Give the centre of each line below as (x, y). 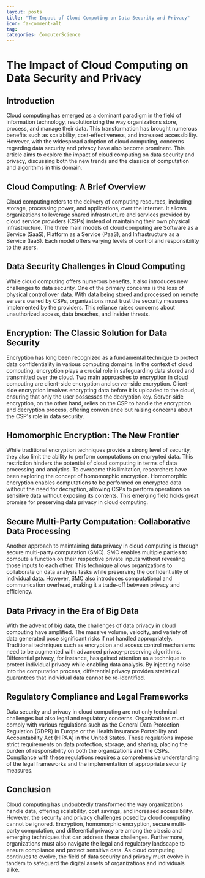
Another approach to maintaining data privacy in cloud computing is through (102, 546)
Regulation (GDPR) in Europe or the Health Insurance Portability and (92, 731)
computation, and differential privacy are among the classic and (102, 830)
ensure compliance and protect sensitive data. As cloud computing (91, 850)
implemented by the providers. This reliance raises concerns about (91, 307)
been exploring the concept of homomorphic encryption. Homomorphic (97, 476)
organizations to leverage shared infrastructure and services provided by (99, 215)
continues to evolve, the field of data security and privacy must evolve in (98, 857)
